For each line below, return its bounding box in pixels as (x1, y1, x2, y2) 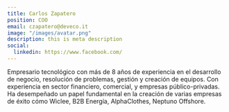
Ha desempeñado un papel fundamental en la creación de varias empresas (7, 89, 222, 97)
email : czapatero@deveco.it (7, 23, 89, 30)
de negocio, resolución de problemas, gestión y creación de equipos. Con (7, 75, 219, 83)
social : (7, 42, 30, 49)
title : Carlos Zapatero (7, 10, 76, 17)
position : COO (7, 17, 49, 24)
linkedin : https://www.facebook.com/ (13, 49, 123, 56)
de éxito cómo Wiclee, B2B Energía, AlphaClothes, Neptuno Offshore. (7, 97, 206, 105)
